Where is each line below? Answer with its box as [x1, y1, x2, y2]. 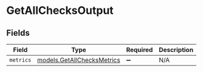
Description [159, 46, 193, 54]
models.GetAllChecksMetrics [37, 56, 120, 64]
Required [126, 46, 153, 54]
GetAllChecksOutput [6, 4, 114, 18]
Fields [6, 28, 30, 38]
